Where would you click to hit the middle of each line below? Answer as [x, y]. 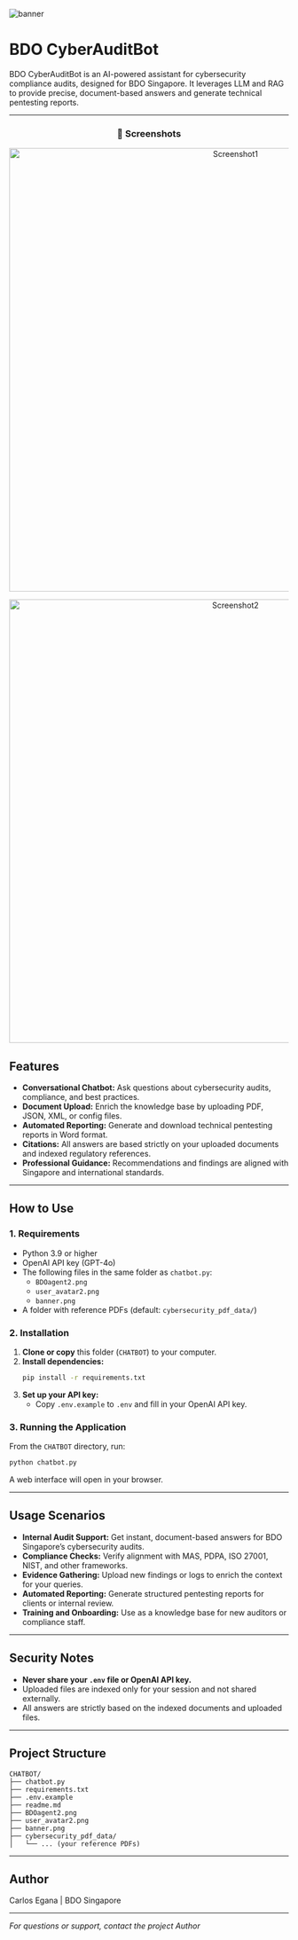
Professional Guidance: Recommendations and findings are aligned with [155, 1163]
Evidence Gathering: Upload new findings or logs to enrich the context [152, 1575]
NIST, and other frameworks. [75, 1565]
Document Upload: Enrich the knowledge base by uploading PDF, [143, 1107]
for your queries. [53, 1584]
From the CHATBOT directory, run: [67, 1447]
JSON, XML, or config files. [72, 1116]
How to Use [42, 1209]
